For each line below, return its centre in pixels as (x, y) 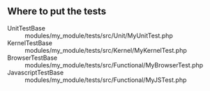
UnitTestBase (26, 28)
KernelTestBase (30, 43)
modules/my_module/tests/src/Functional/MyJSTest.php (106, 80)
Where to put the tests (57, 11)
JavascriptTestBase (36, 72)
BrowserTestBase (32, 58)
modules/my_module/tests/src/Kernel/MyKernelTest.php (106, 50)
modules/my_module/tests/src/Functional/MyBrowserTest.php (114, 65)
